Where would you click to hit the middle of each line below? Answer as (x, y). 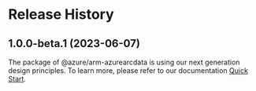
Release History (61, 15)
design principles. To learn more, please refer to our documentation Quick (128, 71)
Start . (17, 79)
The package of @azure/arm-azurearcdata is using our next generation (124, 62)
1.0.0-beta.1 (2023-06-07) (74, 44)
